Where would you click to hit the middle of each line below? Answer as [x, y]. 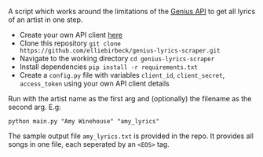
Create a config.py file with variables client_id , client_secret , [122, 75]
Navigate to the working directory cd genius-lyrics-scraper [117, 58]
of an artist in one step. [46, 20]
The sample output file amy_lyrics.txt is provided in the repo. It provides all [131, 136]
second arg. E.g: [35, 107]
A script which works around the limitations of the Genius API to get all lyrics [132, 11]
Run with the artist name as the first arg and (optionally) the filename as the [130, 99]
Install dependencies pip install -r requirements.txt [108, 67]
